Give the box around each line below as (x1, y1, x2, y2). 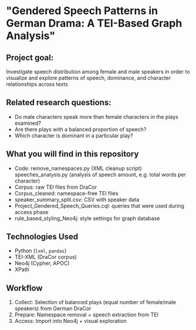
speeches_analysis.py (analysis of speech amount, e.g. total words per (14, 171, 187, 178)
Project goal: (6, 52, 54, 62)
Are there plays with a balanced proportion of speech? (14, 125, 147, 133)
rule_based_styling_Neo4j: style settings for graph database (14, 215, 160, 222)
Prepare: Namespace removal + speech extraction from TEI (14, 311, 158, 318)
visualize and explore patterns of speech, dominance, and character (6, 75, 171, 81)
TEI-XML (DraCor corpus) (14, 254, 77, 261)
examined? (14, 119, 41, 126)
